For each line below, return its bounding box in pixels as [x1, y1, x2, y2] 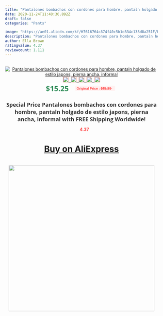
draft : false [5, 16, 32, 21]
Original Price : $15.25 [76, 86, 112, 91]
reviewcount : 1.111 [5, 47, 45, 53]
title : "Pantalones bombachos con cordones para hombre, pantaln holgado [5, 7, 158, 12]
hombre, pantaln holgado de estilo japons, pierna [14, 108, 149, 116]
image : [5, 30, 18, 35]
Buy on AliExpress [44, 144, 119, 155]
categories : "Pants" [5, 20, 47, 26]
